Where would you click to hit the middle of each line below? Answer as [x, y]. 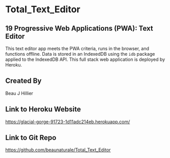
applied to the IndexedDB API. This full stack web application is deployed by [85, 59]
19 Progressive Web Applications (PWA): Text [79, 28]
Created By [23, 81]
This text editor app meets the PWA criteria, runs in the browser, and [77, 49]
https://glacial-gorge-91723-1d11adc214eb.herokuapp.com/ [68, 122]
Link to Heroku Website [43, 109]
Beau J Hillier [19, 93]
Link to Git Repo [31, 138]
